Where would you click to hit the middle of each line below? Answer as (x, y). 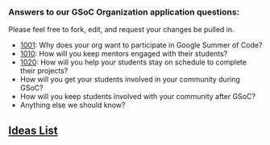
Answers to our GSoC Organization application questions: (124, 12)
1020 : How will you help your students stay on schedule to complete (133, 62)
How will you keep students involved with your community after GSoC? (138, 97)
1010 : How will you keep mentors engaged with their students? (124, 54)
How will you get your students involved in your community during (130, 80)
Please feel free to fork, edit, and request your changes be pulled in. (122, 30)
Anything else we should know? (73, 105)
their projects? (44, 71)
